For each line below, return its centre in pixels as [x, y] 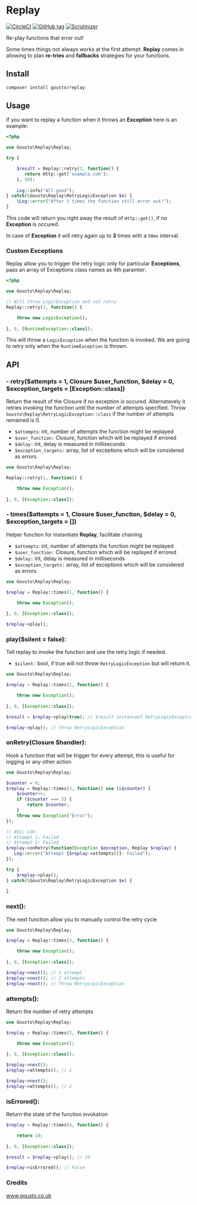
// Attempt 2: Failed [33, 843]
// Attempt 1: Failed [33, 837]
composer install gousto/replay [45, 87]
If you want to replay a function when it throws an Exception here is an [91, 120]
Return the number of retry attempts [50, 1011]
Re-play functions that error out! [45, 38]
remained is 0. [23, 420]
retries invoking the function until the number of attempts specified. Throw [96, 408]
